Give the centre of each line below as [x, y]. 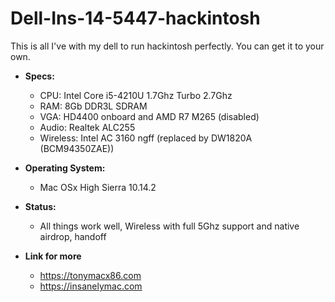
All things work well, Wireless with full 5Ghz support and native [169, 226]
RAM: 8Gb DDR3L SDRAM [93, 106]
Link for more [53, 256]
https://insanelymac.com [91, 286]
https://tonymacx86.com [90, 275]
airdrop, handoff [73, 236]
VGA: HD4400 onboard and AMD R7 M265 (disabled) [149, 116]
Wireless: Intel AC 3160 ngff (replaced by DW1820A [146, 138]
